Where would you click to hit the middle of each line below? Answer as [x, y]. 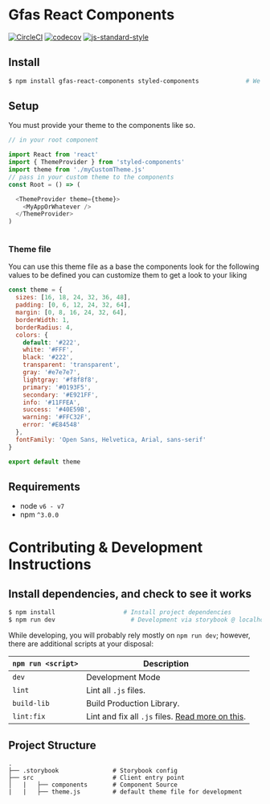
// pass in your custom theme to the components [91, 177]
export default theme [45, 462]
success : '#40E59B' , [57, 410]
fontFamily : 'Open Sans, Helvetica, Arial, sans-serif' [111, 439]
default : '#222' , [52, 342]
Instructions [50, 564]
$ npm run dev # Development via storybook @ [122, 620]
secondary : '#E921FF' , [61, 395]
